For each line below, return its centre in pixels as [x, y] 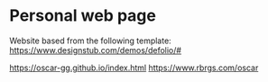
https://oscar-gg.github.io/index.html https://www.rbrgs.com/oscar [134, 68]
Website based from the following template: [90, 41]
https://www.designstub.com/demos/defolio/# [96, 50]
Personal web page [83, 16]
